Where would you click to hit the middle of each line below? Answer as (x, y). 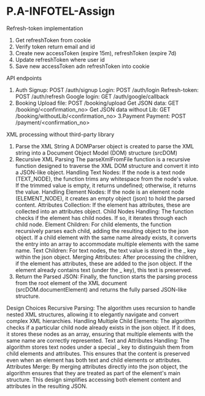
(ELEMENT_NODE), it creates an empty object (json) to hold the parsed (105, 198)
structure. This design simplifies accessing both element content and (94, 379)
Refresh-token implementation (45, 28)
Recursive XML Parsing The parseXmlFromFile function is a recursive (102, 159)
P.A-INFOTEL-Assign (61, 11)
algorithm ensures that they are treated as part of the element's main (93, 373)
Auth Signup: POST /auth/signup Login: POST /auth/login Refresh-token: (107, 89)
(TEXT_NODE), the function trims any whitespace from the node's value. (106, 178)
